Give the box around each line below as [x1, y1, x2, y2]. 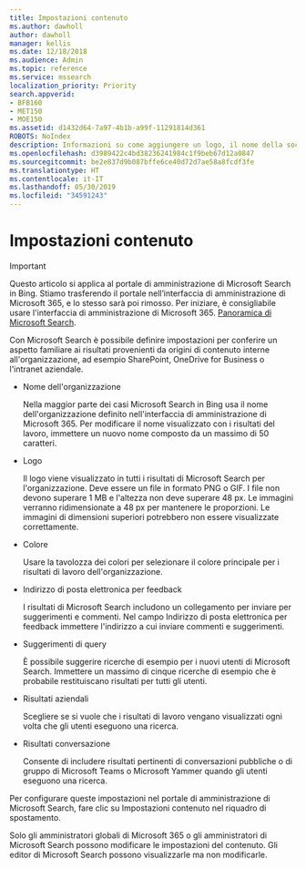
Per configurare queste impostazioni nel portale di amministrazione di [9, 792, 270, 803]
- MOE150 [9, 115, 43, 124]
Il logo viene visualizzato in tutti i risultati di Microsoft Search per [22, 473, 266, 484]
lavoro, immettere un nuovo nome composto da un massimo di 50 [22, 427, 270, 438]
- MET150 [9, 107, 43, 116]
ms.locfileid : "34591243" [9, 191, 107, 200]
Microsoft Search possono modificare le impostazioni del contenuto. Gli [9, 839, 278, 850]
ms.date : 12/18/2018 [9, 47, 88, 56]
